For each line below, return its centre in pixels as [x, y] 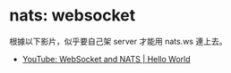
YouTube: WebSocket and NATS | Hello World [106, 59]
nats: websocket [73, 16]
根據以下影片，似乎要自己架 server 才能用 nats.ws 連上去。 [118, 41]
